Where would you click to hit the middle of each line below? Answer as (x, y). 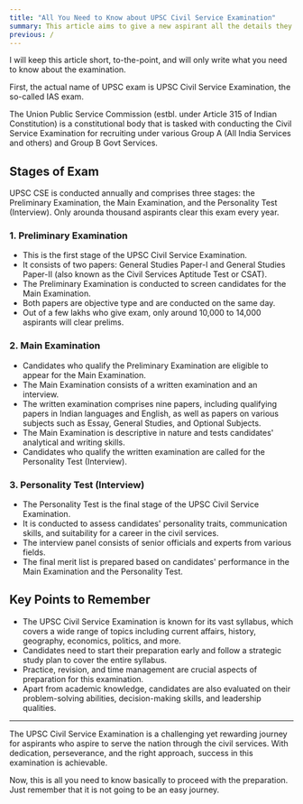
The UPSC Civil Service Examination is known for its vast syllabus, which (158, 621)
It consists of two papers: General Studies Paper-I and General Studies (154, 265)
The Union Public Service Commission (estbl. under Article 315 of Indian (143, 115)
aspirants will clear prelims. (73, 322)
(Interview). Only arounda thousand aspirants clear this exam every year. (144, 212)
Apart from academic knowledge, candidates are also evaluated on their (156, 688)
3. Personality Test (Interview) (77, 485)
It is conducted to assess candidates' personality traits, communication (155, 523)
